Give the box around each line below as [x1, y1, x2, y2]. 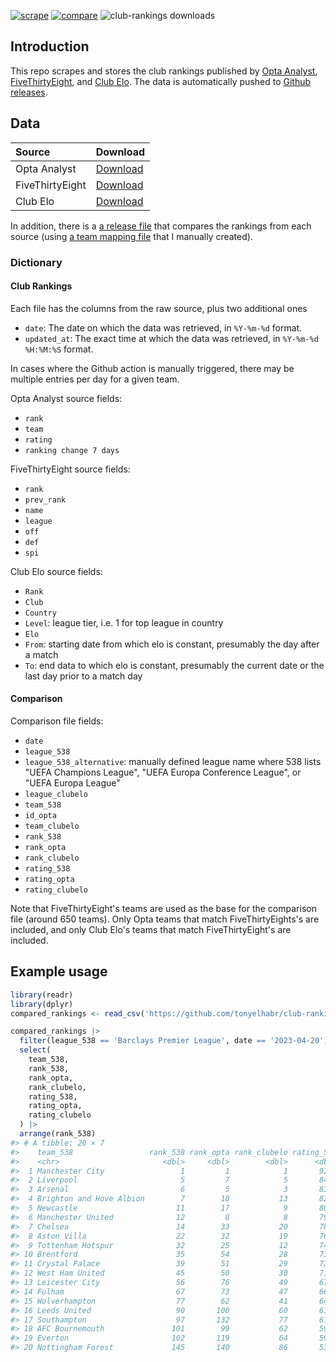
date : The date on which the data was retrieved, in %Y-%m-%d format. [24, 321, 303, 334]
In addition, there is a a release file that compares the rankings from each [10, 220, 312, 232]
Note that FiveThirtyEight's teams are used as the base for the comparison [10, 902, 317, 914]
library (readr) [10, 990, 74, 1000]
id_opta [24, 810, 57, 820]
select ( [19, 1045, 52, 1055]
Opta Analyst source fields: [10, 392, 123, 404]
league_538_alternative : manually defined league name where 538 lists [24, 755, 322, 767]
